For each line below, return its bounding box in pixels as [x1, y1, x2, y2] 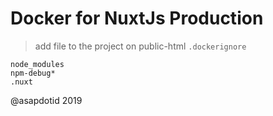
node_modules [10, 59, 65, 69]
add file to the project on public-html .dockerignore [34, 40, 247, 52]
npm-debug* [10, 68, 56, 78]
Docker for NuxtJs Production [10, 7, 264, 30]
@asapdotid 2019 [10, 94, 83, 106]
